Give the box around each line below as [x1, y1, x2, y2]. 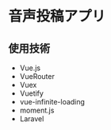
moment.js [19, 105, 55, 115]
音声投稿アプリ [8, 7, 106, 26]
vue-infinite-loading [19, 97, 86, 106]
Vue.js [19, 63, 41, 73]
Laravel [19, 114, 44, 124]
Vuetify [19, 89, 44, 98]
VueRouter [19, 72, 55, 81]
